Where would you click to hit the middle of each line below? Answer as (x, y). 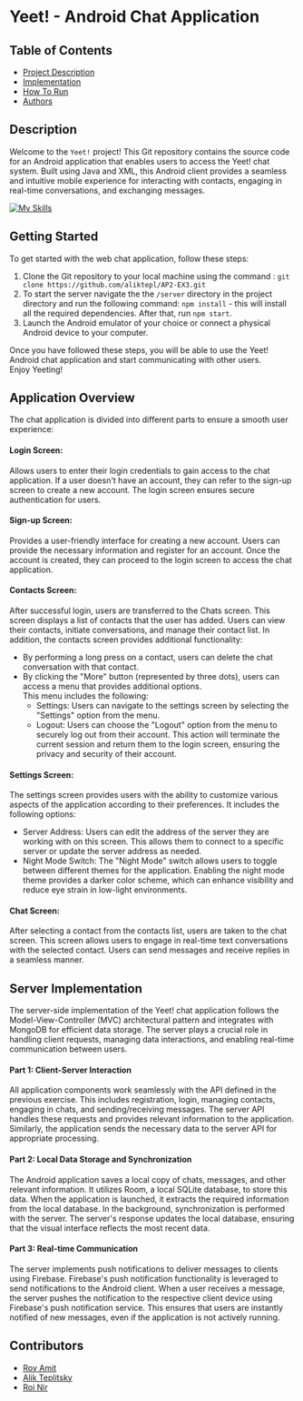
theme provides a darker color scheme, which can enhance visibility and (158, 881)
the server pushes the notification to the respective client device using (141, 1297)
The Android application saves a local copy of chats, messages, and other (148, 1179)
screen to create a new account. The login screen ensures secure (132, 489)
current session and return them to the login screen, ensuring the (158, 744)
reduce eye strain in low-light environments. (105, 890)
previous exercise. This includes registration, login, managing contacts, (142, 1100)
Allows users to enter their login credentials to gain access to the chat (140, 470)
